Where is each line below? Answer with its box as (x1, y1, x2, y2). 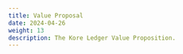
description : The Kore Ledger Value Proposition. (8, 33, 177, 42)
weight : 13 (8, 26, 45, 34)
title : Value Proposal (8, 11, 84, 20)
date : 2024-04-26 (8, 19, 66, 27)
